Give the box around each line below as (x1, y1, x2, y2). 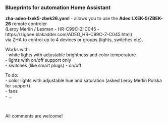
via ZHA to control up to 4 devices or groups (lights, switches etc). (5, 37, 143, 43)
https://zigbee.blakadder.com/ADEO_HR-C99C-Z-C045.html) (5, 32, 133, 38)
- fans (5, 88, 18, 94)
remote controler (12, 21, 47, 27)
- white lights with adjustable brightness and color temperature (5, 52, 136, 58)
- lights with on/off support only (5, 57, 72, 63)
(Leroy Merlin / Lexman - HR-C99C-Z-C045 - (5, 26, 100, 32)
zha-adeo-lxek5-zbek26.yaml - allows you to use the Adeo (5, 16, 131, 22)
